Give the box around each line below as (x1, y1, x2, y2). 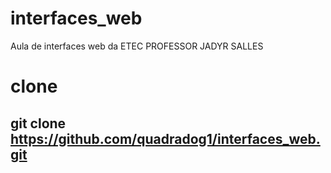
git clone (10, 115, 67, 132)
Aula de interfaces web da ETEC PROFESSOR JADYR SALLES (10, 40, 264, 52)
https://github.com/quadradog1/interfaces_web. (10, 130, 321, 147)
